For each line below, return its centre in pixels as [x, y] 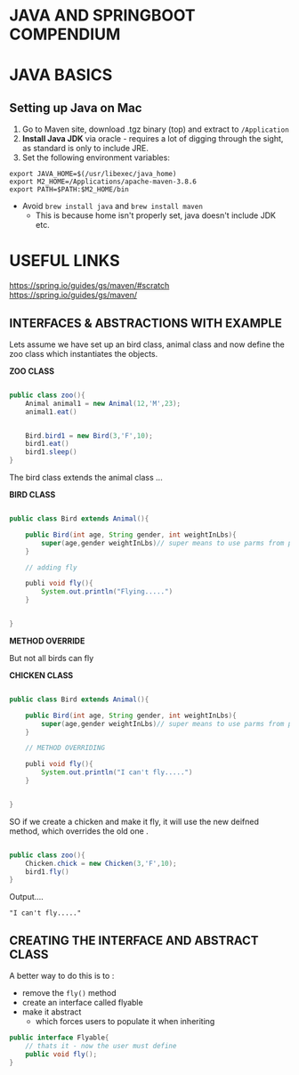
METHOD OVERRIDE [47, 641]
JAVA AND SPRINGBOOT [102, 16]
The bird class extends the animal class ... [86, 478]
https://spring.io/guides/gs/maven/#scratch [89, 286]
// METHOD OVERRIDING [65, 748]
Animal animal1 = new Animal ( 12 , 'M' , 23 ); [103, 403]
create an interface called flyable [83, 1003]
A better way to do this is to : [62, 976]
